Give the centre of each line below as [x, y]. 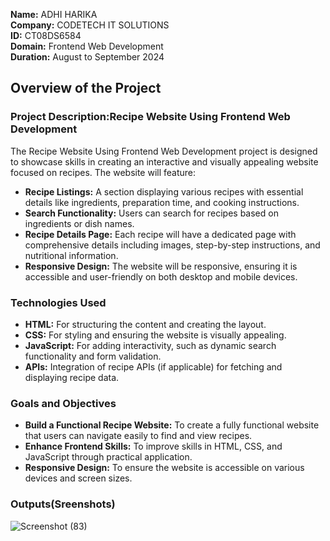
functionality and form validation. [93, 356]
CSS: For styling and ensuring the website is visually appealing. [155, 335]
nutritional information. [71, 255]
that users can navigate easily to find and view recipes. [138, 436]
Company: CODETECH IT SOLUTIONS [90, 25]
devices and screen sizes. [78, 478]
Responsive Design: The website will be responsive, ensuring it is [161, 266]
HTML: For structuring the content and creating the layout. [145, 324]
